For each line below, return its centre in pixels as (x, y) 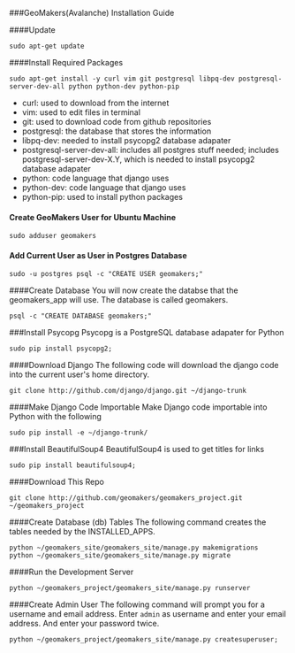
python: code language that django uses (95, 178)
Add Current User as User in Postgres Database (98, 255)
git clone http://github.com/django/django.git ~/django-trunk (128, 391)
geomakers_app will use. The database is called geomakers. (119, 300)
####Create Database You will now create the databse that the (124, 290)
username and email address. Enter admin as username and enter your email (148, 614)
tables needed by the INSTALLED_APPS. (83, 532)
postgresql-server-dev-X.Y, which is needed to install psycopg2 (138, 159)
